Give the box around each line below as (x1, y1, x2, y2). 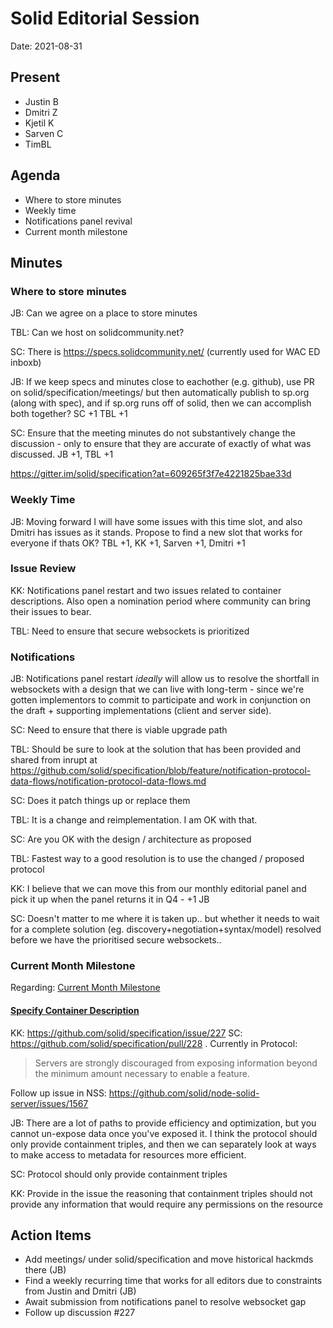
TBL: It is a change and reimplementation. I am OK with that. (10, 814, 258, 826)
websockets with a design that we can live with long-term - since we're (10, 683, 305, 696)
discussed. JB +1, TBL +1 (10, 448, 114, 461)
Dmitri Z (24, 106, 58, 118)
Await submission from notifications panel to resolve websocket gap (24, 1296, 307, 1308)
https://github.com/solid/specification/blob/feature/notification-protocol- (10, 765, 312, 777)
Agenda (10, 167, 61, 184)
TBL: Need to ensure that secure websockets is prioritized (10, 625, 250, 637)
